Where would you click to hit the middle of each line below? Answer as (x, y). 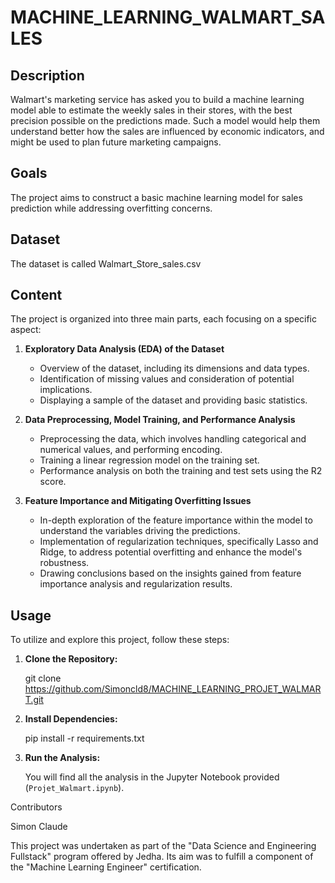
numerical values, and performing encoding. (131, 450)
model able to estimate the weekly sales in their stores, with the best (151, 110)
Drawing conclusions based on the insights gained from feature (170, 573)
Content (36, 295)
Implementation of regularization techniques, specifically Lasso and (179, 542)
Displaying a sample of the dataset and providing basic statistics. (173, 400)
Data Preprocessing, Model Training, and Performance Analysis (160, 420)
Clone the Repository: (71, 659)
